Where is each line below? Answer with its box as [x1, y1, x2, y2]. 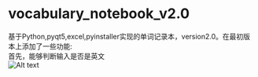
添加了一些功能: [21, 41, 73, 51]
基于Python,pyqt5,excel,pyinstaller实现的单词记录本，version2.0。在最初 [8, 31, 244, 41]
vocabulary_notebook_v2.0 [8, 5, 190, 23]
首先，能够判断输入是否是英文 [8, 51, 105, 60]
